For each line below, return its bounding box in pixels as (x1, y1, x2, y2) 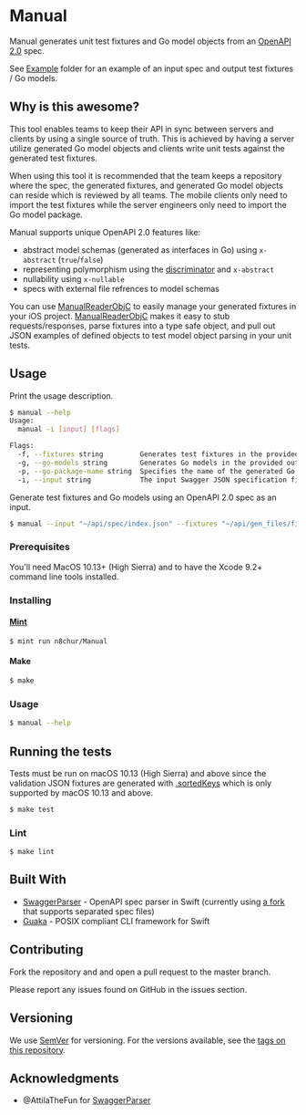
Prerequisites (9, 540, 70, 553)
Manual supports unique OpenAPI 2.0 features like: (9, 226, 201, 237)
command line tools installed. (9, 571, 119, 582)
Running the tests (9, 744, 112, 759)
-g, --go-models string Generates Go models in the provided (17, 458, 283, 467)
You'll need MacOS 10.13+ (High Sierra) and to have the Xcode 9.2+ (9, 561, 263, 572)
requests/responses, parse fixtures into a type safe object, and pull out (9, 320, 276, 331)
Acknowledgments (9, 1070, 120, 1086)
